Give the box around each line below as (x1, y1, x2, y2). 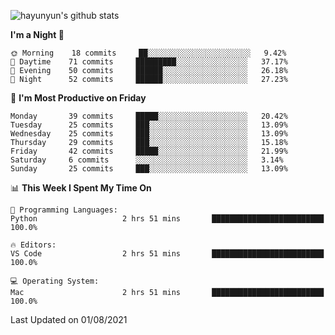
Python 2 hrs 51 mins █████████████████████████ (10, 214, 325, 224)
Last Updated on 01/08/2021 (10, 314, 128, 325)
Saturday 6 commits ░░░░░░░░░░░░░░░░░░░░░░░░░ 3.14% (10, 155, 284, 165)
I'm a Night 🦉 (10, 29, 65, 40)
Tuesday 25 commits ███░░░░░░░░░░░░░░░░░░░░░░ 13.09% (10, 120, 288, 130)
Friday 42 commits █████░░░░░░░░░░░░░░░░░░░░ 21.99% (10, 146, 288, 156)
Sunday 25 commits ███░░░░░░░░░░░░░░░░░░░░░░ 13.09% (10, 164, 288, 174)
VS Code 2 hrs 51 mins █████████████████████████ (10, 249, 325, 259)
